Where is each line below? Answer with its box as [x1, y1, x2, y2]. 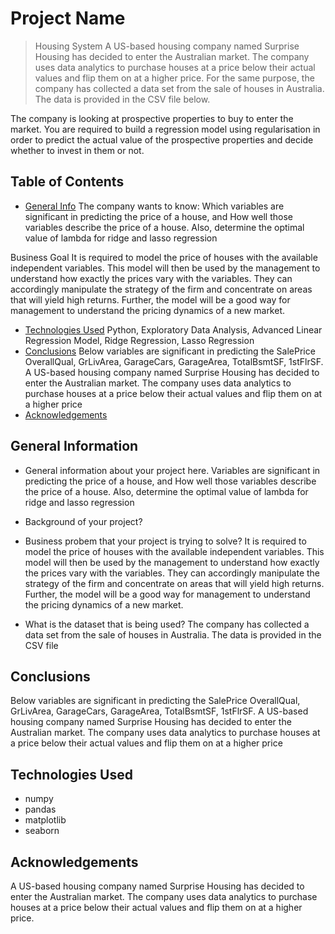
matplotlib [24, 814, 67, 826]
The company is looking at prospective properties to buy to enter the [10, 112, 294, 124]
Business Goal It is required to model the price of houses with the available [10, 251, 318, 263]
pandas [24, 803, 57, 816]
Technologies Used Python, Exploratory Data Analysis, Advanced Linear [24, 323, 323, 336]
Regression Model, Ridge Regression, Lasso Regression [24, 334, 255, 346]
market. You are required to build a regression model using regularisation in [10, 123, 321, 135]
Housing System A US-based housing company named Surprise [34, 40, 300, 52]
